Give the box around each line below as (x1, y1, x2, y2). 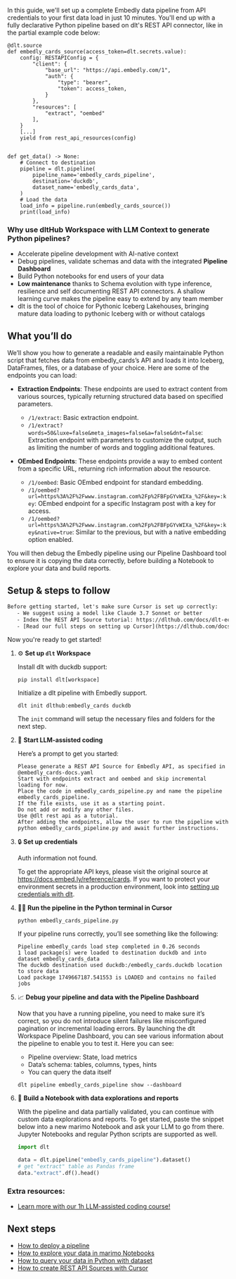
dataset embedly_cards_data (17, 956, 100, 963)
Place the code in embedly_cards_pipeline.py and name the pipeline (17, 788, 223, 795)
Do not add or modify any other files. (17, 806, 135, 813)
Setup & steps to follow (7, 584, 110, 596)
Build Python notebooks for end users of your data (17, 272, 164, 280)
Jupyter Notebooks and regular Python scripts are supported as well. (17, 1130, 218, 1139)
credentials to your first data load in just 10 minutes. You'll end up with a (7, 13, 216, 22)
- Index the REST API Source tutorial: (16, 616, 133, 623)
